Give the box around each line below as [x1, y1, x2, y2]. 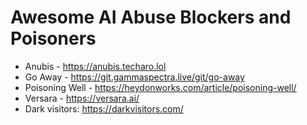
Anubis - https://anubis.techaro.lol [24, 60, 167, 72]
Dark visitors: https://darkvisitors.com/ [24, 102, 184, 115]
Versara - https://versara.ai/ [24, 92, 140, 104]
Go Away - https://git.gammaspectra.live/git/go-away [24, 71, 245, 83]
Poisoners [10, 27, 97, 50]
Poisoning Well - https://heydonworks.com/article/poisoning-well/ [24, 81, 297, 93]
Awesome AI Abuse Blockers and [10, 6, 292, 29]
